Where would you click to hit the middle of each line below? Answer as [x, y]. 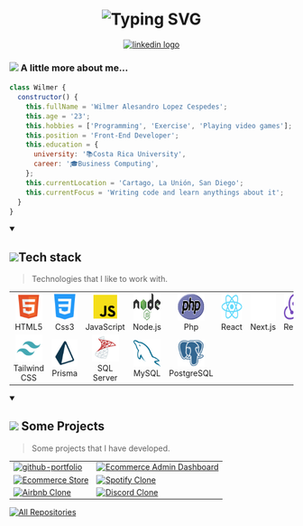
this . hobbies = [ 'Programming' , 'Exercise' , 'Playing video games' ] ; [159, 126]
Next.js [263, 327]
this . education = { [62, 145]
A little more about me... [74, 68]
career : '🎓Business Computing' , [96, 164]
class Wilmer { [38, 88]
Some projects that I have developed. [101, 448]
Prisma [65, 373]
